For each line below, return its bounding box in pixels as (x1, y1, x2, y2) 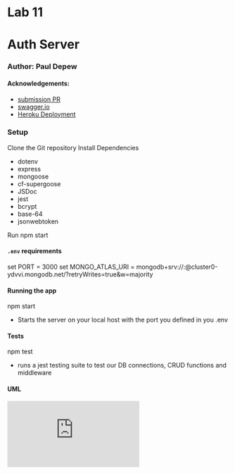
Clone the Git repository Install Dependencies (7, 143, 139, 152)
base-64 (17, 209, 44, 218)
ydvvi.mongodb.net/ (7, 270, 66, 279)
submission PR (17, 95, 61, 103)
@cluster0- (185, 262, 218, 271)
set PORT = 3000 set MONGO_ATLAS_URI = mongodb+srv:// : (7, 262, 186, 271)
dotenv (17, 157, 39, 166)
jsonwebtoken (17, 217, 58, 226)
